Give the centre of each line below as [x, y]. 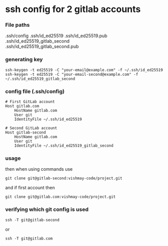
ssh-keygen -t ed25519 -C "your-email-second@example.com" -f [72, 74]
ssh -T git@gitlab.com [29, 238]
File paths [18, 25]
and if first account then [30, 188]
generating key [24, 60]
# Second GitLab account [31, 128]
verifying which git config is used [47, 209]
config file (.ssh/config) [35, 91]
